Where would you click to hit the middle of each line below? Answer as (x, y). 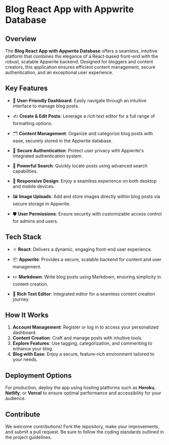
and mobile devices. (33, 186)
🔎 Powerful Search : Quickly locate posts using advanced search (80, 166)
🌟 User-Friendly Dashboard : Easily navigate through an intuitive (79, 100)
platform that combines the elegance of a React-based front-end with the (82, 56)
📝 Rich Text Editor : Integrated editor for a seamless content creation (84, 294)
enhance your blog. (33, 349)
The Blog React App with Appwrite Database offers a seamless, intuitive (81, 51)
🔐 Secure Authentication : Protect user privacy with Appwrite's (78, 150)
